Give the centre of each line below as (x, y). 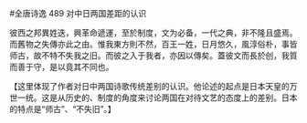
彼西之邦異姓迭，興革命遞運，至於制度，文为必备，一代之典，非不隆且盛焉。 (153, 33)
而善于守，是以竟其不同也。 (62, 67)
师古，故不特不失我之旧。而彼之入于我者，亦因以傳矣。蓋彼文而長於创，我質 (153, 56)
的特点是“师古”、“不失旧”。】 (63, 109)
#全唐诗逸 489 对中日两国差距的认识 (78, 13)
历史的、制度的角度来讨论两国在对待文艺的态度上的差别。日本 (181, 97)
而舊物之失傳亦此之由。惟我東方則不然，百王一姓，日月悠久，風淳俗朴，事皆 (153, 44)
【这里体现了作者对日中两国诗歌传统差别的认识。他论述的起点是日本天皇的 (149, 86)
